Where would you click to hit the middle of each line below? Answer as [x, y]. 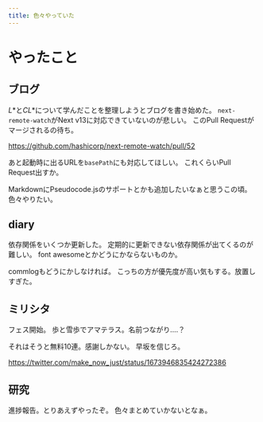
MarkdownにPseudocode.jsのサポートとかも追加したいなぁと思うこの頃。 [130, 189]
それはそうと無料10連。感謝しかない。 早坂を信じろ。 [97, 346]
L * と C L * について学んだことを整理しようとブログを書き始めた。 [112, 110]
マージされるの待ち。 [43, 130]
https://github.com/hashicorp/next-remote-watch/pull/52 [102, 146]
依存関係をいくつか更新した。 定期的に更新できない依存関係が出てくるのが [131, 244]
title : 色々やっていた [41, 16]
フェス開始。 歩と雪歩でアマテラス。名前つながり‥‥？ [97, 330]
